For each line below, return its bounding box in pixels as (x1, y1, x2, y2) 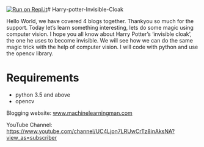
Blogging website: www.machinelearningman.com (6, 109, 133, 117)
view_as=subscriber (6, 134, 57, 141)
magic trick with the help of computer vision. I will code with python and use (6, 43, 199, 50)
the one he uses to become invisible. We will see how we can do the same (6, 37, 194, 44)
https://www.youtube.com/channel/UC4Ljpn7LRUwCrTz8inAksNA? (6, 128, 175, 135)
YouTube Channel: (6, 121, 53, 128)
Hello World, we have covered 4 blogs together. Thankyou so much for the (6, 18, 194, 24)
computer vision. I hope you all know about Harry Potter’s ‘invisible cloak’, (6, 30, 192, 38)
